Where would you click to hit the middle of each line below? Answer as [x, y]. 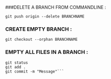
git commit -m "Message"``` [35, 71]
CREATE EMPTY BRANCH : [39, 29]
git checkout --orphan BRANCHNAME [42, 40]
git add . [16, 67]
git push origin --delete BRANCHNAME [45, 17]
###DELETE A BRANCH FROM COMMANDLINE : [56, 7]
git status [17, 62]
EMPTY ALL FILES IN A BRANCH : [47, 52]
